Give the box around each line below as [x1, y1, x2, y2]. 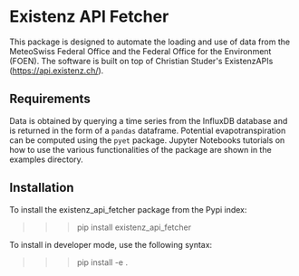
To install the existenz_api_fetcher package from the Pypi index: [9, 204, 247, 214]
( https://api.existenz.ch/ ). [9, 65, 104, 76]
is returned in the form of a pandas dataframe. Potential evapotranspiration [9, 125, 286, 136]
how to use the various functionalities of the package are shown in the [9, 144, 272, 155]
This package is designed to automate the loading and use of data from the [9, 36, 291, 47]
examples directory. [9, 154, 83, 165]
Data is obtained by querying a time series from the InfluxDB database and [9, 115, 288, 126]
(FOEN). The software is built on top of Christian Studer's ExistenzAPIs [9, 55, 274, 66]
